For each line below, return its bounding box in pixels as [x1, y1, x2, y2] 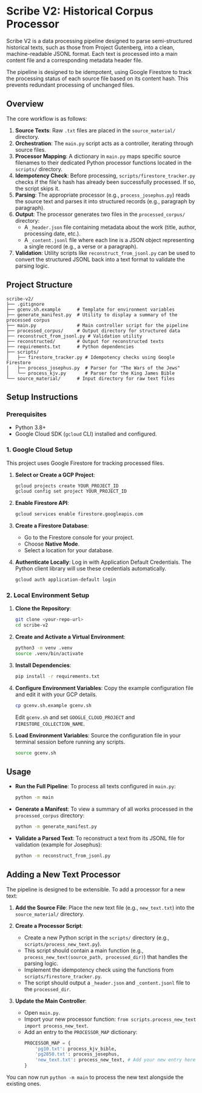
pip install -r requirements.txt [15, 673, 100, 679]
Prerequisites [6, 410, 47, 418]
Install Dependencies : [15, 662, 72, 669]
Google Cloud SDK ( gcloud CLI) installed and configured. [15, 430, 157, 438]
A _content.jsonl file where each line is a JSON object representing [24, 236, 195, 243]
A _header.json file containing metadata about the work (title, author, [24, 223, 197, 231]
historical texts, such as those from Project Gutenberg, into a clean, [6, 44, 175, 51]
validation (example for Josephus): [15, 841, 102, 848]
